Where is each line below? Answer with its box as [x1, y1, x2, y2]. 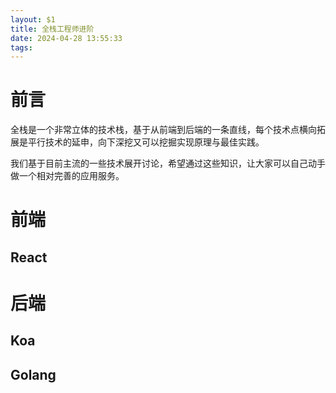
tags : [10, 42, 33, 53]
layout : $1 [10, 14, 56, 25]
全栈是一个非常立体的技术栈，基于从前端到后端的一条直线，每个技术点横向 [10, 124, 317, 136]
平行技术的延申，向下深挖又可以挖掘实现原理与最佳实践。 [27, 136, 265, 148]
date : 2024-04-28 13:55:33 [10, 33, 123, 43]
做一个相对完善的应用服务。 [10, 170, 125, 182]
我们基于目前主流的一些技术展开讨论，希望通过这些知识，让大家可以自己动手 [10, 157, 326, 170]
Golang [10, 366, 57, 383]
